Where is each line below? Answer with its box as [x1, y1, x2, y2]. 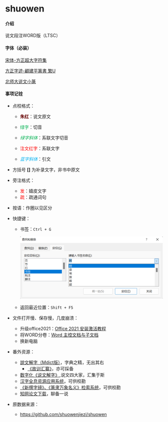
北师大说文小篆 [5, 78, 36, 84]
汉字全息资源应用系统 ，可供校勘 [19, 378, 86, 384]
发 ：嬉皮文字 [19, 188, 46, 194]
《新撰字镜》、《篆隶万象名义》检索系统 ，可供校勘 [19, 384, 121, 390]
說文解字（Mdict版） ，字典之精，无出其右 [19, 359, 104, 365]
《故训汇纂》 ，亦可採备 [27, 365, 74, 371]
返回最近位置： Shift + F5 [19, 304, 73, 310]
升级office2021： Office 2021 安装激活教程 [19, 325, 106, 331]
